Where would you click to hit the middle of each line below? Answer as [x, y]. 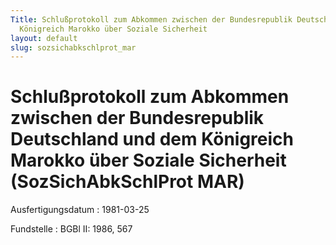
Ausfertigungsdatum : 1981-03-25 [80, 210]
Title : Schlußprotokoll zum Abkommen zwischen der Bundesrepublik [151, 19]
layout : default [44, 38]
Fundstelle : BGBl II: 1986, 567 [71, 229]
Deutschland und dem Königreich [152, 139]
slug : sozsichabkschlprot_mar [73, 47]
